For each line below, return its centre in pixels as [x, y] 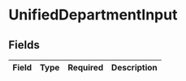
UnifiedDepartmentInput [93, 15]
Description [134, 68]
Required [86, 68]
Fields [24, 45]
